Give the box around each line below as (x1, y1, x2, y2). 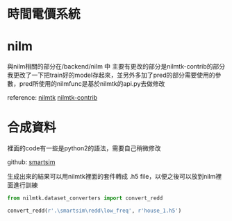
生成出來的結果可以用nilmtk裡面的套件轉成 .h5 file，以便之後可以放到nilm (7, 173, 216, 181)
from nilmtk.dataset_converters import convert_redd (7, 195, 163, 202)
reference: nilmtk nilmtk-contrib (7, 94, 98, 102)
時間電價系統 (7, 6, 81, 22)
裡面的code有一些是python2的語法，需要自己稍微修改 (7, 144, 161, 152)
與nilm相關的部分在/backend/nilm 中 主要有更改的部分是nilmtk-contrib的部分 (7, 62, 226, 71)
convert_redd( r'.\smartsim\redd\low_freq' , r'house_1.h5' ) (7, 207, 182, 214)
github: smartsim (7, 158, 56, 166)
